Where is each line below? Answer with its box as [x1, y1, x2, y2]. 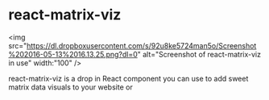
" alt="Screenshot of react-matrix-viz [137, 49, 262, 59]
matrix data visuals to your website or [8, 82, 133, 92]
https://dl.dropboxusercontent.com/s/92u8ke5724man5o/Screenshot [27, 40, 257, 50]
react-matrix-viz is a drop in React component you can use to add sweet [8, 73, 249, 83]
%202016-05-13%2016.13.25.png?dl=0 [8, 49, 139, 59]
